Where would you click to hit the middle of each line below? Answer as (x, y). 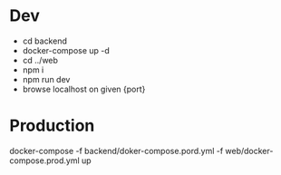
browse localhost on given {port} (84, 89)
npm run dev (46, 79)
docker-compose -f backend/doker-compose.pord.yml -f (116, 151)
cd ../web (40, 60)
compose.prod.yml (44, 160)
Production (52, 126)
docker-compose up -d (66, 50)
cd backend (45, 41)
